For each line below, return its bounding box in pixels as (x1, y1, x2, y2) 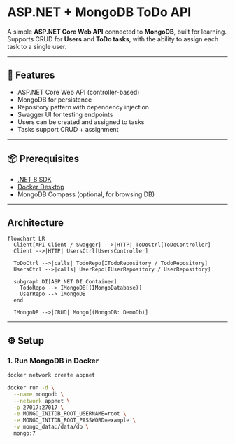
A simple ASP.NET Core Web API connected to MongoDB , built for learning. (7, 27, 227, 36)
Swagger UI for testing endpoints (17, 110, 113, 119)
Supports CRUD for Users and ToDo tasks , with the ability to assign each (7, 34, 219, 43)
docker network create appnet (7, 372, 96, 379)
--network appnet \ (13, 397, 71, 404)
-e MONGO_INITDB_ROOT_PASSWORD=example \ (13, 417, 136, 424)
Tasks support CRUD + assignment (17, 125, 119, 133)
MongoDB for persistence (17, 95, 92, 104)
